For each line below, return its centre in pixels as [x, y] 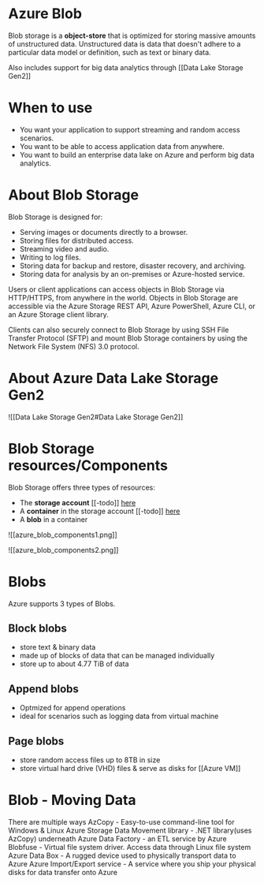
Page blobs [36, 741]
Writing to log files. [50, 257]
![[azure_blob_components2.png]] [63, 550]
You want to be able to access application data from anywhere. [122, 146]
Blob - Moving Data [72, 800]
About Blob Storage [74, 195]
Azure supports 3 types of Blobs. [62, 603]
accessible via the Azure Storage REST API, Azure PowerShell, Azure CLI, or [132, 306]
